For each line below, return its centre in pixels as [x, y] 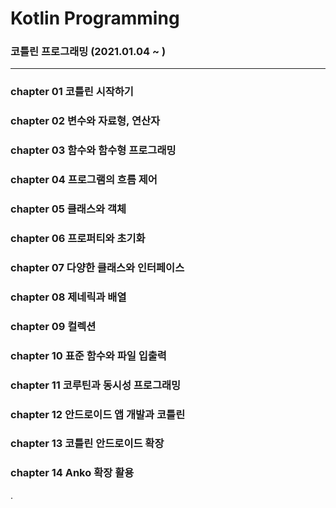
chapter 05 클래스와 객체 [68, 209]
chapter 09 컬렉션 [53, 326]
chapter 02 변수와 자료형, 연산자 [85, 121]
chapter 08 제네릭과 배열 [68, 297]
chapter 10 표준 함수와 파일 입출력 [88, 355]
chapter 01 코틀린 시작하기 [72, 92]
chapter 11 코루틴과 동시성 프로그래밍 [96, 385]
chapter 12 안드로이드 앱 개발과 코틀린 [98, 414]
